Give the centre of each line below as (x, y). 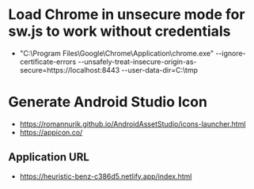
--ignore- (231, 53)
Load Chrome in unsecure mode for (127, 15)
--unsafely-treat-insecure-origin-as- (137, 62)
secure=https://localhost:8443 (70, 70)
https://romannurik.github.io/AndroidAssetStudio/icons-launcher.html (133, 123)
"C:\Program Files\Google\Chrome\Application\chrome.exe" (116, 53)
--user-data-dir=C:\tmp (159, 70)
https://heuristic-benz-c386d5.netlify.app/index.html (106, 176)
